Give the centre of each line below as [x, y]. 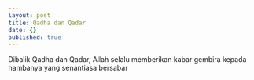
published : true [35, 37]
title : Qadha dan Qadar [47, 23]
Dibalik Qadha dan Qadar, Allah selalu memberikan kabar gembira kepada [127, 60]
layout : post [29, 15]
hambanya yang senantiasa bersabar [68, 68]
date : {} [22, 30]
